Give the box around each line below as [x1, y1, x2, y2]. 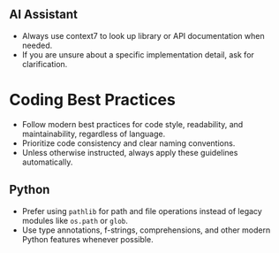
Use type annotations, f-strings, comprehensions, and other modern [21, 225, 271, 235]
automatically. [21, 157, 73, 167]
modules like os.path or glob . [21, 215, 128, 226]
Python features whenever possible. [21, 234, 154, 244]
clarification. [21, 58, 68, 69]
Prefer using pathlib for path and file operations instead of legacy [21, 205, 262, 216]
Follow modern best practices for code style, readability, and [21, 119, 244, 129]
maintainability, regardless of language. [21, 128, 166, 139]
